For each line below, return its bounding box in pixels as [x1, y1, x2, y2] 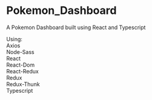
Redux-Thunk [6, 80, 41, 88]
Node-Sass [6, 48, 35, 55]
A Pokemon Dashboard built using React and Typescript [6, 24, 146, 31]
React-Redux [6, 67, 39, 75]
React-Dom [6, 61, 35, 68]
